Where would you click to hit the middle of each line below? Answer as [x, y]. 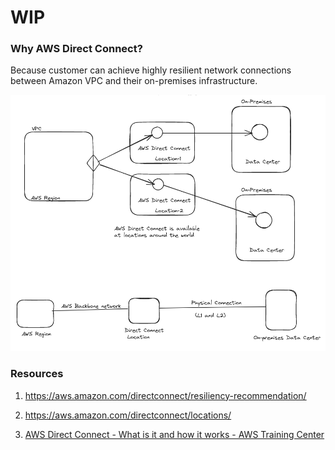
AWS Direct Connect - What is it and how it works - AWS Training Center [174, 434]
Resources [37, 374]
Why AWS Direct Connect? [76, 49]
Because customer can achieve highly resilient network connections [151, 70]
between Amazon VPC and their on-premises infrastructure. [134, 81]
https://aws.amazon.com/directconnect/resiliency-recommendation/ [165, 395]
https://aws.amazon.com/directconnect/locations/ [128, 415]
